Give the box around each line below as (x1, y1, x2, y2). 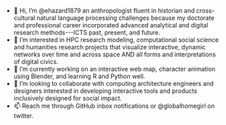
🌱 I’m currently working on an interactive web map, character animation (13, 65, 216, 73)
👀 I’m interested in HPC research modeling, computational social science (13, 36, 219, 44)
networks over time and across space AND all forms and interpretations (13, 50, 216, 58)
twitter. (13, 112, 34, 120)
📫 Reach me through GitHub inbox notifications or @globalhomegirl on (13, 102, 215, 110)
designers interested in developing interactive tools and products (13, 87, 197, 95)
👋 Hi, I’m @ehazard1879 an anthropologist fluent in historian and (13, 7, 195, 14)
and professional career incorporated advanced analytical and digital (13, 21, 209, 29)
